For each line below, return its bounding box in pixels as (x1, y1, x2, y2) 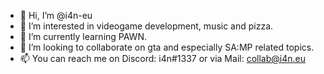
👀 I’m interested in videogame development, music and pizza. (19, 20, 274, 32)
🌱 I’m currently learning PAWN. (19, 31, 147, 42)
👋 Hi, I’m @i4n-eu (19, 10, 93, 21)
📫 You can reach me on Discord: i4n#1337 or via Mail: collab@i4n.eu (19, 53, 306, 64)
